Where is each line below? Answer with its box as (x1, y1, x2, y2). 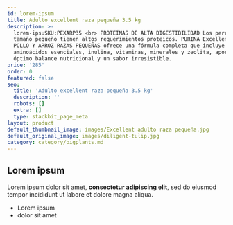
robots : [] (13, 100, 45, 107)
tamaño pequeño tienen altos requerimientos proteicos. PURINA (13, 36, 200, 43)
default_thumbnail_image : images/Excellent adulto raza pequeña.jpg (7, 126, 209, 133)
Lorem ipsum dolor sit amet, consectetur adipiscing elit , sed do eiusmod (7, 183, 217, 191)
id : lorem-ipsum (7, 10, 54, 17)
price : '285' (7, 62, 45, 69)
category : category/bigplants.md (7, 139, 104, 146)
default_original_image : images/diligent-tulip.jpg (7, 132, 159, 139)
